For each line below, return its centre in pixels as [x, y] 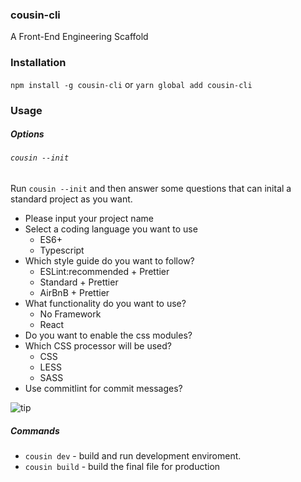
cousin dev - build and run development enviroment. [133, 456]
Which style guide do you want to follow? [109, 261]
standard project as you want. [71, 199]
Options [27, 134]
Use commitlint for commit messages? [103, 389]
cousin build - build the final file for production [122, 467]
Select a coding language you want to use [111, 229]
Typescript [62, 250]
